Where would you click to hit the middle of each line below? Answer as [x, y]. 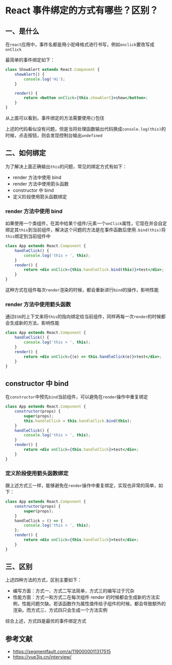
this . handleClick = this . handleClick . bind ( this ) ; [78, 421]
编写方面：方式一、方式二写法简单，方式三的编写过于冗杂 [73, 591]
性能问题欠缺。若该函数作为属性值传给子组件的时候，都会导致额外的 [94, 604]
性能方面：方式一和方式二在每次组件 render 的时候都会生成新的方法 [84, 597]
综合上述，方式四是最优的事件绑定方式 [46, 621]
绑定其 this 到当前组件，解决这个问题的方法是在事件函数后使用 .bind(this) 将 [85, 230]
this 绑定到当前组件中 [28, 236]
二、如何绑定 [26, 153]
